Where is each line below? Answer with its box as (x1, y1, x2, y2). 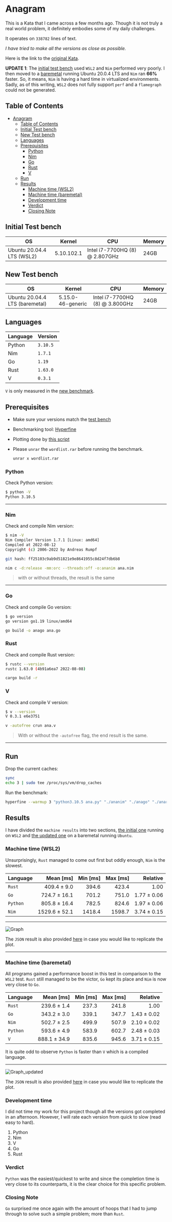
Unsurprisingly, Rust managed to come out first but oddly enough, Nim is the (5, 857, 165, 863)
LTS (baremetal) (8, 300, 47, 308)
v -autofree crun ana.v (5, 723, 56, 728)
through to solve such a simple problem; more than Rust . (5, 1211, 124, 1217)
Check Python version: (5, 479, 54, 486)
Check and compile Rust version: (5, 651, 75, 658)
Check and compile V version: (5, 699, 69, 705)
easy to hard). (5, 1119, 35, 1126)
